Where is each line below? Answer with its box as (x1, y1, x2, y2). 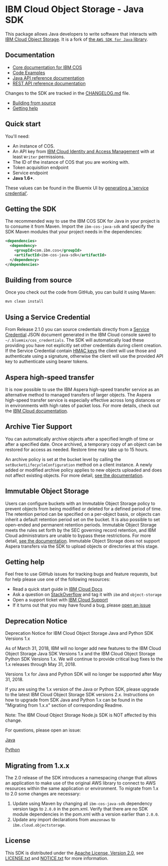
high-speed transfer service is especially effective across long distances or (5, 397, 161, 403)
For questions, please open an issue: (5, 727, 81, 734)
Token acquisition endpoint (12, 164, 69, 170)
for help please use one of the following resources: (5, 576, 110, 582)
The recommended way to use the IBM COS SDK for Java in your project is (5, 218, 160, 224)
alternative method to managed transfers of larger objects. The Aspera (5, 391, 151, 397)
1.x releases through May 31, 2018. (5, 661, 77, 668)
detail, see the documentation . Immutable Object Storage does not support (5, 538, 160, 544)
